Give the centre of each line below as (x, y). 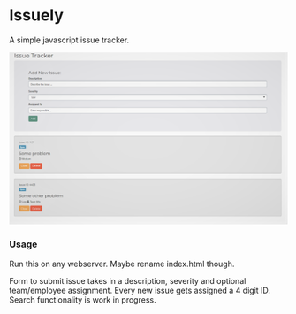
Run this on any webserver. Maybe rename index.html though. (122, 264)
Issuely (37, 15)
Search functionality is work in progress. (83, 299)
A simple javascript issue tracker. (69, 40)
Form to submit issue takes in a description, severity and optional (128, 280)
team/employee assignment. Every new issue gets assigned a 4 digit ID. (140, 290)
